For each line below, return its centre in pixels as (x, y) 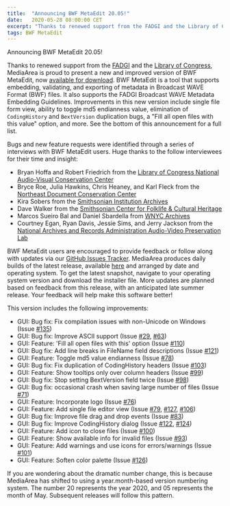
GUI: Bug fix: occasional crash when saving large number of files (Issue (118, 387)
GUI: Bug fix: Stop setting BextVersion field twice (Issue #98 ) (103, 380)
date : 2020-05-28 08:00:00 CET (55, 20)
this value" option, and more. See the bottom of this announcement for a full (114, 124)
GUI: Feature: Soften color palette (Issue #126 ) (82, 460)
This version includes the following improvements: (78, 308)
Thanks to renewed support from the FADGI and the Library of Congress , (110, 65)
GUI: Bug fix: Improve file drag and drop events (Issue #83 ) (100, 417)
